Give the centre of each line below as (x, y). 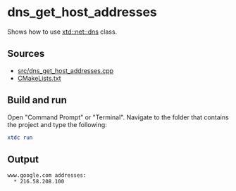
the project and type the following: (57, 124)
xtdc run (20, 138)
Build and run (37, 100)
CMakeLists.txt (39, 78)
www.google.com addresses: (47, 176)
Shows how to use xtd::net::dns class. (62, 32)
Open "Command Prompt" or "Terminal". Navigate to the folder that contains (118, 117)
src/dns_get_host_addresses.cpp (66, 70)
